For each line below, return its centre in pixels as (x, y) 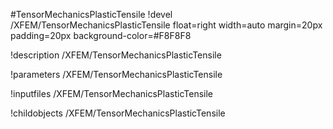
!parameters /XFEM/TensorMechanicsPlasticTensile (116, 74)
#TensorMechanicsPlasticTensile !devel (91, 14)
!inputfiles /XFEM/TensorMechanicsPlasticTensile (112, 93)
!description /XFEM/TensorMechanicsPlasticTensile (116, 55)
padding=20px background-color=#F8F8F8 (101, 35)
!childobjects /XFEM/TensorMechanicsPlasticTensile (118, 113)
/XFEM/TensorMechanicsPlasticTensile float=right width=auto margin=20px (166, 25)
